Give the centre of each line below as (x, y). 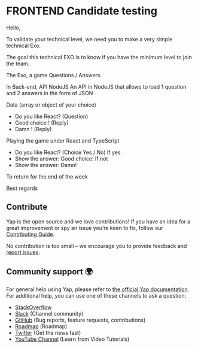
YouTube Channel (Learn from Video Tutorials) (72, 339)
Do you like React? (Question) (51, 116)
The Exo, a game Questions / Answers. (54, 75)
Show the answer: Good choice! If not (61, 158)
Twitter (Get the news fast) (48, 332)
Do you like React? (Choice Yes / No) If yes (68, 152)
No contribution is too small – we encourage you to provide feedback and (97, 246)
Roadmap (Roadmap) (41, 326)
